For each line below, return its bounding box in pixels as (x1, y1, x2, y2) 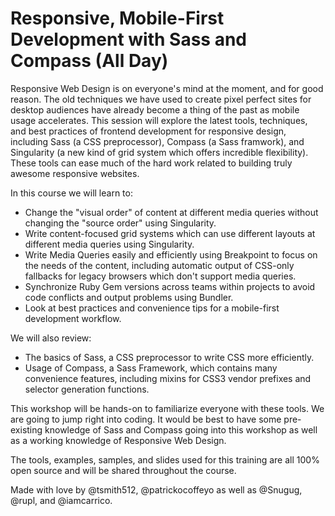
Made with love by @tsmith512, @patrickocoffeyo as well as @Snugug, (10, 483, 303, 496)
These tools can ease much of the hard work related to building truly (10, 157, 293, 169)
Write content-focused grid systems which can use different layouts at (24, 227, 316, 239)
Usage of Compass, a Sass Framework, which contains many (24, 362, 278, 374)
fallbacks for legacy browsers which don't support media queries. (24, 270, 297, 282)
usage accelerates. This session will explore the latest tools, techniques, (10, 114, 308, 126)
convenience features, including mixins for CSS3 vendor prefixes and (24, 372, 312, 384)
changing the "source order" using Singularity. (24, 217, 217, 229)
